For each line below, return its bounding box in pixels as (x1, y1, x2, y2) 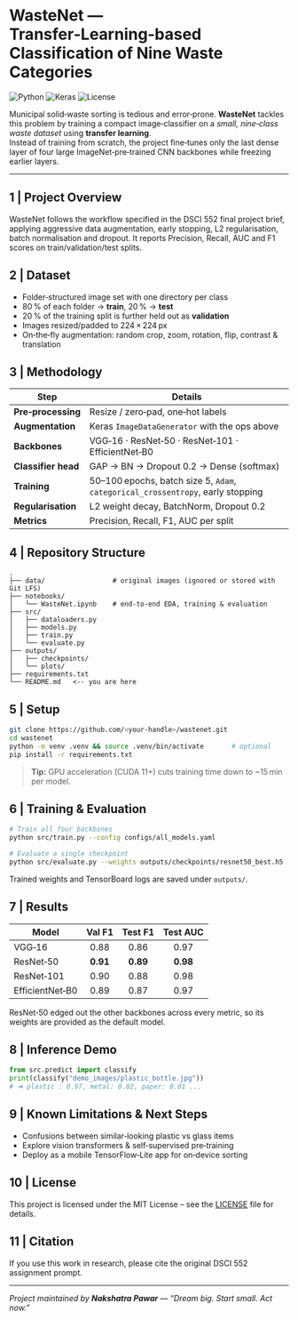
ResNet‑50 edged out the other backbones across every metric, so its (9, 1007, 264, 1018)
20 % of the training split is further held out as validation (21, 310, 230, 321)
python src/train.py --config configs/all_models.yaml (9, 833, 216, 842)
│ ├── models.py (9, 624, 77, 632)
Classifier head (13, 460, 80, 472)
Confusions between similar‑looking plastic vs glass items (21, 1131, 234, 1141)
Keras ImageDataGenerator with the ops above (89, 420, 279, 432)
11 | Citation (9, 1234, 74, 1250)
